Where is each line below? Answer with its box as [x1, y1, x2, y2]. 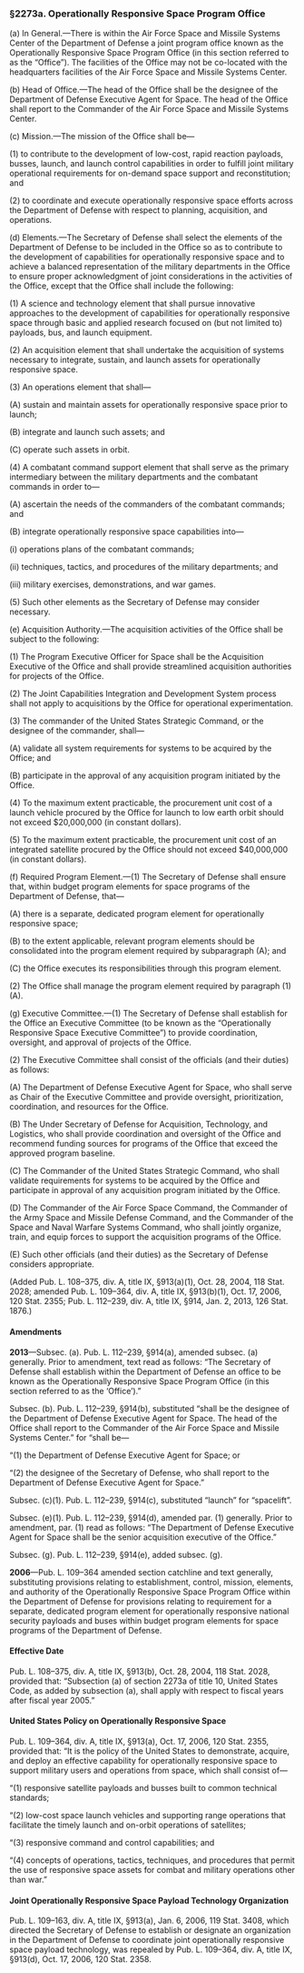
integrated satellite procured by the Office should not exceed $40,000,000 [9, 845, 289, 855]
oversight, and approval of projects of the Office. [9, 1037, 192, 1048]
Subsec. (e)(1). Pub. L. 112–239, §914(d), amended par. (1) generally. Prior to [9, 1512, 293, 1523]
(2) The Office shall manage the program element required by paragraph [9, 981, 280, 992]
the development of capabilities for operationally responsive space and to [9, 251, 285, 262]
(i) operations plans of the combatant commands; [9, 544, 195, 555]
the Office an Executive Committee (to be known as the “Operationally [9, 1017, 272, 1028]
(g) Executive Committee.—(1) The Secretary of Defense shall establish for [9, 1008, 288, 1019]
